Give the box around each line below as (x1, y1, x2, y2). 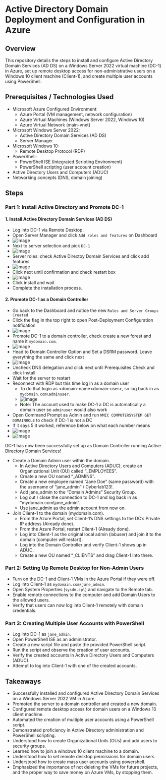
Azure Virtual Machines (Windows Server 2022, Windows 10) (19, 117, 145, 122)
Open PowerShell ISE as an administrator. (12, 636, 97, 643)
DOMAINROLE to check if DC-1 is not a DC (12, 417, 93, 423)
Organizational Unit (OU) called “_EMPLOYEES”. (19, 468, 117, 474)
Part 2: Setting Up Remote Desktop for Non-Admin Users (5, 564, 144, 571)
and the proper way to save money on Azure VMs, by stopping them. (12, 769, 153, 775)
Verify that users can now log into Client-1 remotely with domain (12, 602, 144, 608)
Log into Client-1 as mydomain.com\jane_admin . (12, 581, 106, 587)
